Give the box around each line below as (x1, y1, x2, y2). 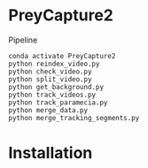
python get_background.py (8, 82, 104, 91)
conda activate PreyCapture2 (8, 51, 116, 60)
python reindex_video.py (8, 59, 100, 68)
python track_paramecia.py (8, 98, 108, 107)
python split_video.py (8, 74, 92, 84)
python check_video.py (8, 67, 92, 76)
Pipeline (8, 34, 38, 45)
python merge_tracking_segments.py (8, 113, 140, 122)
